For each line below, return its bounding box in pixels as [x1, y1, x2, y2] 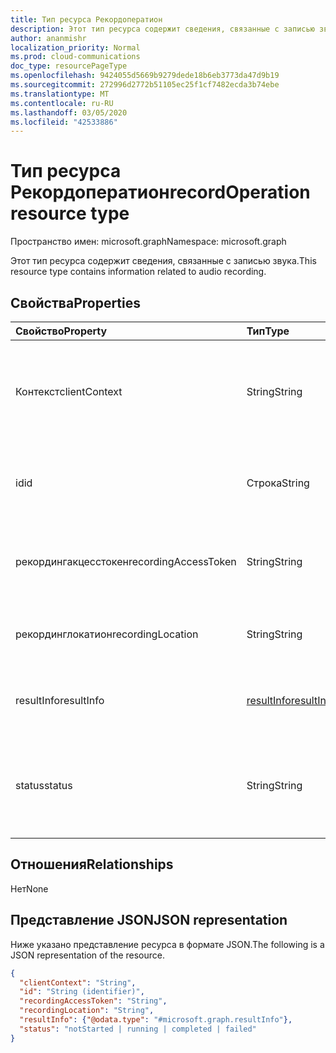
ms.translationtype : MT [10, 89, 110, 99]
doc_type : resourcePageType [10, 61, 128, 71]
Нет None [10, 882, 49, 895]
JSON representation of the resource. [10, 949, 166, 961]
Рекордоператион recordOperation [10, 181, 311, 204]
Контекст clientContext [15, 385, 123, 398]
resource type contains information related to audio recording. [10, 266, 267, 278]
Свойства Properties [10, 294, 142, 311]
